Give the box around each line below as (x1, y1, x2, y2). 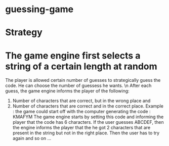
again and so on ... (12, 135, 52, 141)
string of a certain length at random (5, 61, 158, 72)
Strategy (5, 27, 43, 38)
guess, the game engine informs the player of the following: (5, 88, 130, 94)
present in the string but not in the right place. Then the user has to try (12, 130, 160, 136)
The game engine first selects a (5, 50, 141, 61)
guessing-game (5, 4, 74, 15)
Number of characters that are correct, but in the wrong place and (12, 98, 151, 104)
